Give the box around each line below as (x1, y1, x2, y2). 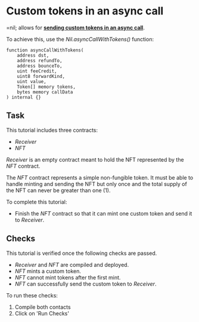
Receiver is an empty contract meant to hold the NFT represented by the (6, 156, 184, 163)
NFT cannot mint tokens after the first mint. (14, 274, 121, 281)
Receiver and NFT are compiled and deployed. (14, 261, 129, 268)
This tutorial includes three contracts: (6, 126, 98, 133)
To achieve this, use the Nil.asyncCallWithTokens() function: (6, 35, 154, 42)
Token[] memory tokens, (17, 84, 76, 90)
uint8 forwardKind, (17, 73, 66, 79)
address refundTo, (17, 57, 63, 63)
